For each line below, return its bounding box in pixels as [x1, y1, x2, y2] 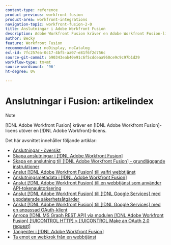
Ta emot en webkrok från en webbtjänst [12, 234, 97, 240]
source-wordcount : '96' [5, 64, 56, 69]
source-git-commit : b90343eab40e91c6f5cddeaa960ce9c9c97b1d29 [5, 55, 140, 60]
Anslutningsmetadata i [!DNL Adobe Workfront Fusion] [12, 174, 127, 180]
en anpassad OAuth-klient [12, 207, 68, 213]
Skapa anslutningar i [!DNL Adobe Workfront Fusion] [12, 152, 123, 158]
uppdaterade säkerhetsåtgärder [12, 196, 80, 202]
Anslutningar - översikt [12, 147, 61, 153]
